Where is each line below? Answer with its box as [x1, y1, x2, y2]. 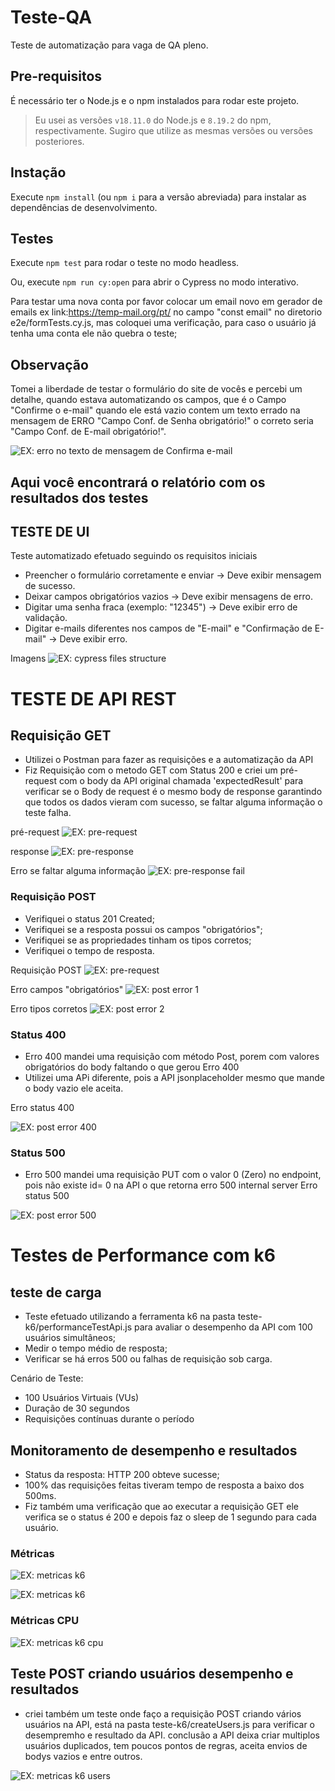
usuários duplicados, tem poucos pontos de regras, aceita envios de [24, 1739, 308, 1751]
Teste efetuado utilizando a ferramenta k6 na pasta [24, 1311, 236, 1323]
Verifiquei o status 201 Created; [24, 912, 155, 925]
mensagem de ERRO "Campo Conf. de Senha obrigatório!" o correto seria [10, 415, 314, 427]
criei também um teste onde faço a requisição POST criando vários [24, 1707, 302, 1720]
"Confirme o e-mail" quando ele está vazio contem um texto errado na [10, 404, 301, 416]
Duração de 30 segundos [24, 1402, 130, 1415]
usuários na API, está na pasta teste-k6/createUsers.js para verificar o [24, 1718, 315, 1730]
